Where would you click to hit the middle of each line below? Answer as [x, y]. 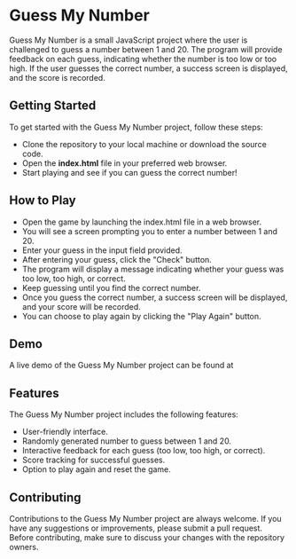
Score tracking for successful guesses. [93, 460]
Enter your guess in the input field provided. [102, 250]
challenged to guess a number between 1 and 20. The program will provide [146, 49]
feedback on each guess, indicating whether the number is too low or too [143, 59]
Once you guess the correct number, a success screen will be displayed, [155, 297]
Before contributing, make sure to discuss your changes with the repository [147, 537]
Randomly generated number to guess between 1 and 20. [127, 441]
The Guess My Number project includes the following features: [124, 414]
